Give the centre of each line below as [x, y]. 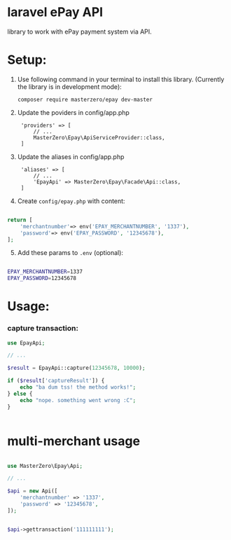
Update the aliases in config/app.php [71, 157]
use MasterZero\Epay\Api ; [45, 466]
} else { [20, 394]
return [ [20, 220]
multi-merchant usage [74, 441]
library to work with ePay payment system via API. [79, 32]
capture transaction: [43, 328]
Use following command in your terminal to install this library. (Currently [121, 79]
